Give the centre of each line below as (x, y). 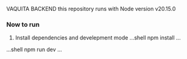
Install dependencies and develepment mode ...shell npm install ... (98, 38)
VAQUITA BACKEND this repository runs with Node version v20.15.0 (91, 9)
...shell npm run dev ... (34, 50)
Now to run (23, 24)
